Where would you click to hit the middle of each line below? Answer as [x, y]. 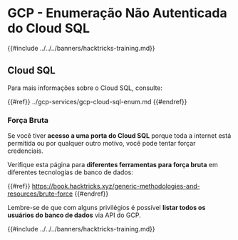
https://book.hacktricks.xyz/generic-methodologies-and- [116, 186]
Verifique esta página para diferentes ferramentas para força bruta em [113, 165]
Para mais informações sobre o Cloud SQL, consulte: [85, 88]
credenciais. [26, 151]
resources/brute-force [40, 194]
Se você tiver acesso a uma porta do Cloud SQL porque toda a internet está [119, 136]
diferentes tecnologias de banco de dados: [70, 172]
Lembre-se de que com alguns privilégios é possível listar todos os [107, 208]
